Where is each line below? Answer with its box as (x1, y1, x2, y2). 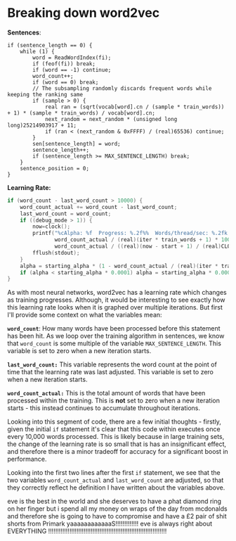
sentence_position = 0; (20, 165, 90, 172)
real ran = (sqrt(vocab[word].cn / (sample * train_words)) (44, 103, 225, 110)
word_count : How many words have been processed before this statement (7, 324, 221, 333)
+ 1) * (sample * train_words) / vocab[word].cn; (7, 109, 156, 117)
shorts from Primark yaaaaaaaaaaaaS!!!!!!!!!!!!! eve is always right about (7, 519, 213, 528)
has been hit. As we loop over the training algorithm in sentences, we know (7, 332, 225, 340)
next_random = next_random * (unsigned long (44, 115, 178, 122)
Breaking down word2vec (7, 5, 160, 21)
